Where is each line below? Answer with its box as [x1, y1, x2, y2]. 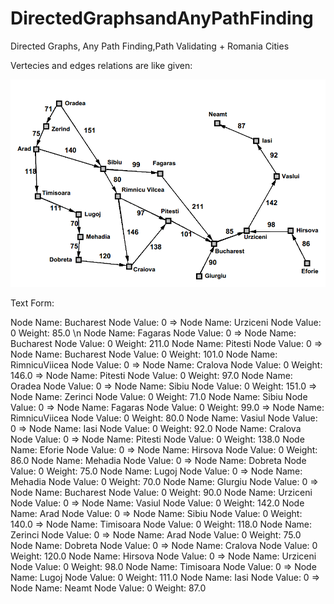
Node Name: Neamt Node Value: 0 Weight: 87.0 [10, 582, 207, 594]
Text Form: [10, 297, 55, 309]
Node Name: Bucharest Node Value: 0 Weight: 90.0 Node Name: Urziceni [10, 487, 313, 499]
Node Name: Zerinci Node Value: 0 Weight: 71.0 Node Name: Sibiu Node [10, 391, 308, 403]
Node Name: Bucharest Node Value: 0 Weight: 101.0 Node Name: [10, 348, 278, 361]
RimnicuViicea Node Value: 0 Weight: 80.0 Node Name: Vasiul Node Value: [10, 412, 318, 424]
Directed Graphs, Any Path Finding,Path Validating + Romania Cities [10, 40, 290, 52]
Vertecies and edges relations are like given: [10, 59, 193, 71]
